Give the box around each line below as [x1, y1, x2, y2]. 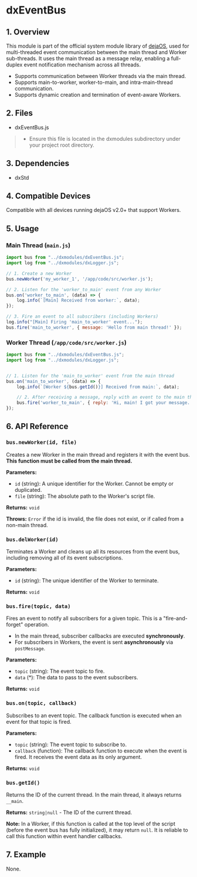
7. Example [6, 849, 46, 860]
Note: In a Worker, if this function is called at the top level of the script [6, 820, 176, 827]
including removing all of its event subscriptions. [6, 554, 123, 561]
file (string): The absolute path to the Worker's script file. [14, 493, 155, 500]
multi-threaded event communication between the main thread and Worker [6, 49, 187, 56]
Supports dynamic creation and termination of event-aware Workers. [14, 92, 181, 98]
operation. [24, 621, 49, 628]
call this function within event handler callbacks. [6, 832, 123, 839]
